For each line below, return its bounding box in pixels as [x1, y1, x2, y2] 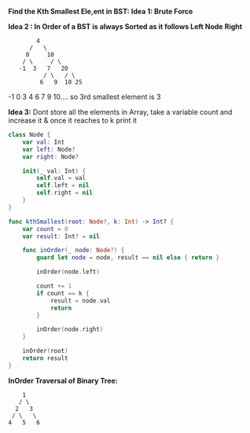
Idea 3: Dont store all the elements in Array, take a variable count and [8, 108, 233, 116]
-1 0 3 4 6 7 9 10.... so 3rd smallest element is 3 [8, 92, 161, 101]
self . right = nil [36, 189, 93, 197]
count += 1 [36, 282, 72, 290]
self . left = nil [36, 182, 90, 189]
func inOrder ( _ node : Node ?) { [22, 247, 125, 255]
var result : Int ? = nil [22, 232, 101, 240]
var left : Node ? [22, 145, 76, 153]
